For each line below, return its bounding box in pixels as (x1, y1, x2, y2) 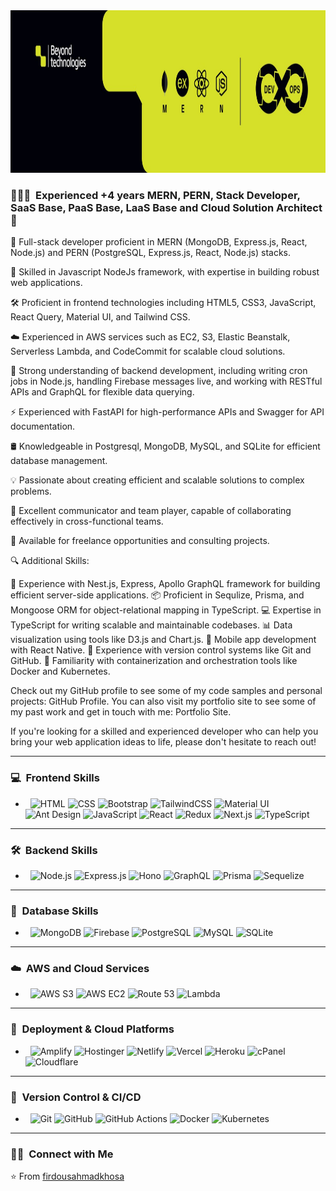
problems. (10, 485, 52, 498)
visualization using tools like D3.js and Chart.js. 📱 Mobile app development (10, 634, 317, 646)
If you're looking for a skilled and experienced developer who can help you (10, 725, 319, 738)
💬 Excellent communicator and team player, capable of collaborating (10, 505, 292, 517)
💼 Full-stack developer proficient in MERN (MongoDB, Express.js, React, (10, 236, 308, 248)
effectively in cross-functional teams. (10, 515, 164, 528)
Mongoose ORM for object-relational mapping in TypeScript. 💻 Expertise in (10, 604, 322, 616)
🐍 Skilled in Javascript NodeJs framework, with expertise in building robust (10, 266, 320, 278)
